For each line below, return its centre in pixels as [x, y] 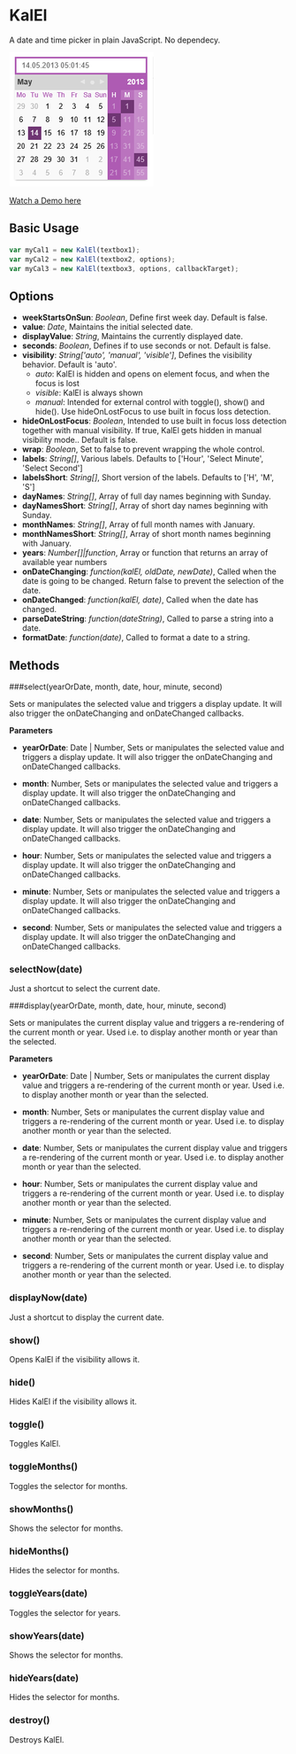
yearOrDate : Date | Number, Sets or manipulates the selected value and [153, 748]
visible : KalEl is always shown [89, 393]
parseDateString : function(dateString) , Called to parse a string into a [148, 619]
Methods [34, 665]
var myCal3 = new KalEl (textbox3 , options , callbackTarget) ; [124, 268]
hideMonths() [39, 1551]
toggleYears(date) [49, 1594]
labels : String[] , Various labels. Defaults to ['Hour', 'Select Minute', [142, 459]
